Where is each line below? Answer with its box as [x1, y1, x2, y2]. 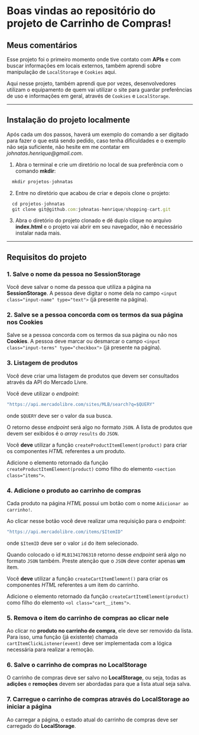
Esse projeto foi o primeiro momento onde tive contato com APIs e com [6, 56, 181, 63]
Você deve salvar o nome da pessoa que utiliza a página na [6, 284, 151, 291]
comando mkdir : [15, 167, 56, 174]
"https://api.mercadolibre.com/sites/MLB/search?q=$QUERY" [6, 401, 155, 407]
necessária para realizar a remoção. [6, 646, 94, 653]
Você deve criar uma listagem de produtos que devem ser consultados [6, 372, 180, 379]
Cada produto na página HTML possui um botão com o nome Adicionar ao [6, 499, 189, 506]
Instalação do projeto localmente [6, 115, 131, 125]
